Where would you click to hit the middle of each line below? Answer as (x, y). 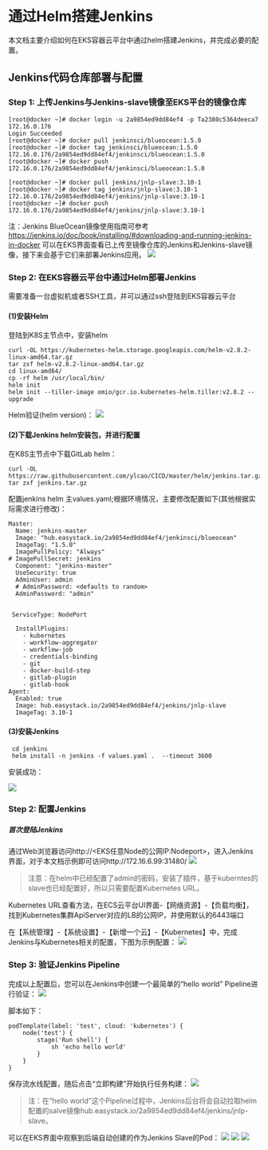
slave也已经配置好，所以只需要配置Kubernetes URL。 (116, 888)
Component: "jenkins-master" (64, 566)
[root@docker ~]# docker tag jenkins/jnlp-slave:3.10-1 (103, 189)
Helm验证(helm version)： (51, 415)
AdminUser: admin (44, 580)
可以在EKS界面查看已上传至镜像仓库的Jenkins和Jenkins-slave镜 (147, 244)
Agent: (19, 692)
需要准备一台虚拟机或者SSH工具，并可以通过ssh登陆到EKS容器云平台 (122, 295)
